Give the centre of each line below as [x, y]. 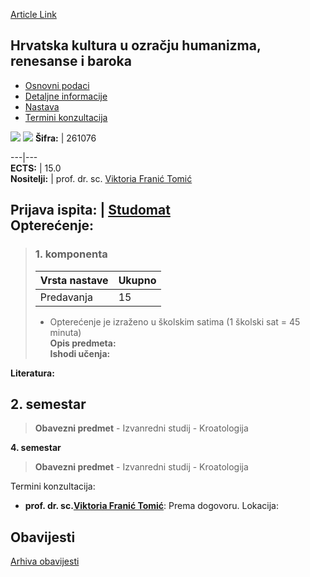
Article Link [33, 14]
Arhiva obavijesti [45, 561]
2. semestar [48, 404]
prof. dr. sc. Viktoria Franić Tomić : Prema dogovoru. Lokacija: [151, 506]
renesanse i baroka [71, 61]
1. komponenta [71, 254]
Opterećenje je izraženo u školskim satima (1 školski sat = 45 [175, 321]
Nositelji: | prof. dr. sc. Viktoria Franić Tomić [101, 178]
